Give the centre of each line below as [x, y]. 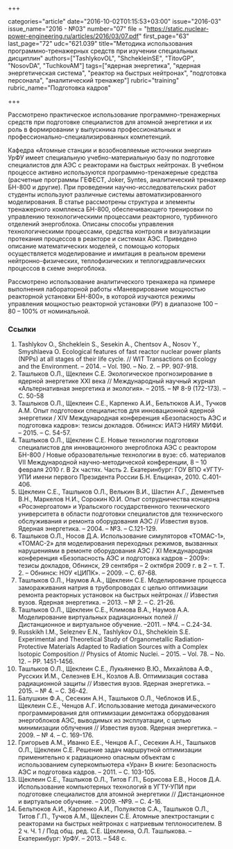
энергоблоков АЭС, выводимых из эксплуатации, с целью [104, 721]
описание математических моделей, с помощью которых [94, 246]
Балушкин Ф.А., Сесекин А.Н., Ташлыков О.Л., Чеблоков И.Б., [109, 698]
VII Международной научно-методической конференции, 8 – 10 [112, 462]
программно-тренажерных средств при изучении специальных [103, 51]
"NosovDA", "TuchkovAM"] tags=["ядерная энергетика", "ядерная [104, 66]
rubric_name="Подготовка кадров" [60, 88]
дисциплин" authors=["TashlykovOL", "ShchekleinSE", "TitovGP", [101, 58]
